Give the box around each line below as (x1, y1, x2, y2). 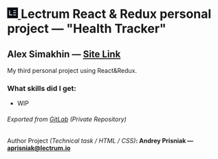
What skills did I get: (7, 83, 77, 93)
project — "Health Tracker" (7, 21, 166, 36)
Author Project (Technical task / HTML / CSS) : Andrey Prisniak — (7, 136, 194, 145)
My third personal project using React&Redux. (7, 67, 138, 74)
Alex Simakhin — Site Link (7, 48, 121, 60)
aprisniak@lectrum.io (7, 144, 71, 152)
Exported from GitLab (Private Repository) (7, 115, 127, 123)
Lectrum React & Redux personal (20, 6, 212, 22)
